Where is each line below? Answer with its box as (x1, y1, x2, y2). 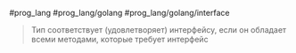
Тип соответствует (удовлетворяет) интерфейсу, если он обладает (30, 25, 287, 34)
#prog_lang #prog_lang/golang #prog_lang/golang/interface (9, 8, 230, 18)
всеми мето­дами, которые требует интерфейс (30, 34, 209, 44)
